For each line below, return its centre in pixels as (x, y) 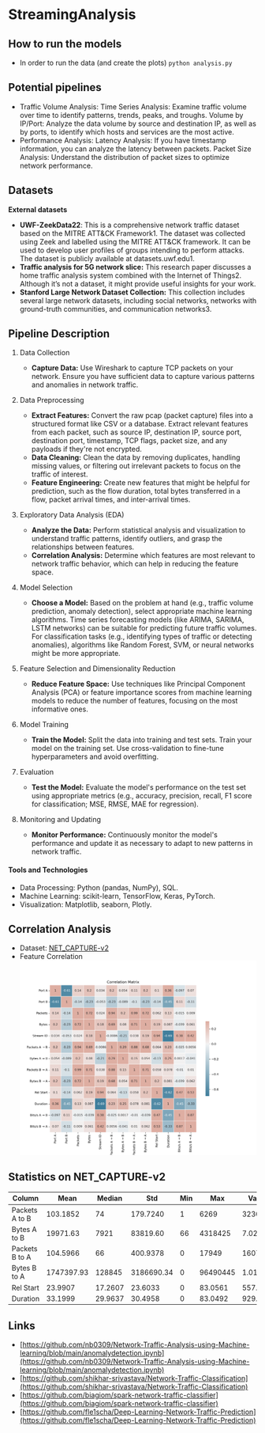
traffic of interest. (60, 474)
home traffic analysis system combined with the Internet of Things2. (131, 275)
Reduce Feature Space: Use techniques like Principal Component (138, 684)
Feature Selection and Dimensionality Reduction (97, 669)
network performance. (56, 165)
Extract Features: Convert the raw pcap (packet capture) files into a (142, 415)
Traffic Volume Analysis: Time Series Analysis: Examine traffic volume (133, 106)
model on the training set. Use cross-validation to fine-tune (128, 749)
